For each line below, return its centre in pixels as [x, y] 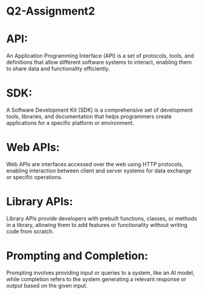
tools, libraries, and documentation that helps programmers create [89, 117]
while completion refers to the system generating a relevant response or [96, 279]
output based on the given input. [47, 285]
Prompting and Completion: [77, 256]
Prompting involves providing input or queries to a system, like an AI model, [101, 273]
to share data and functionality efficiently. [58, 69]
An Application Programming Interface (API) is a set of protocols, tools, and [100, 56]
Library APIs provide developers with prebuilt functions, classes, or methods [102, 218]
